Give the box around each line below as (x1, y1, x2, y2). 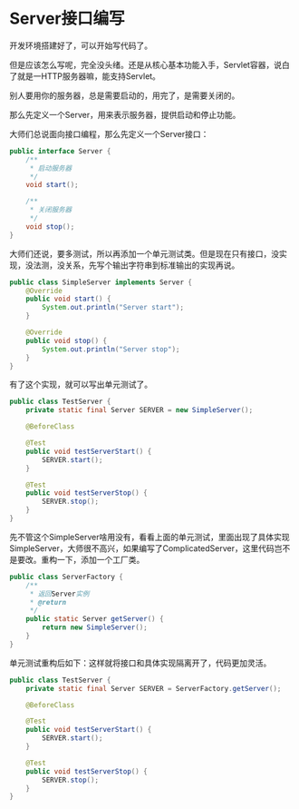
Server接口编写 (9, 8, 125, 29)
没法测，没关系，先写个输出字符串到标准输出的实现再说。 (24, 260, 240, 271)
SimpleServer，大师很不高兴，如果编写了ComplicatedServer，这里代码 (9, 542, 275, 554)
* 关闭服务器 (29, 205, 72, 214)
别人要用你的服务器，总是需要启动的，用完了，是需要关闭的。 (9, 90, 240, 101)
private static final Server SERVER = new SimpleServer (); (25, 406, 254, 415)
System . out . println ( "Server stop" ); (42, 344, 180, 354)
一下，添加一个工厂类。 (56, 554, 145, 565)
